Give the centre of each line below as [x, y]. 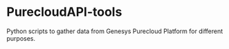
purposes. [21, 38]
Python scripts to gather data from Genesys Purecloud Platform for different [115, 31]
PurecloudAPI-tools [64, 12]
